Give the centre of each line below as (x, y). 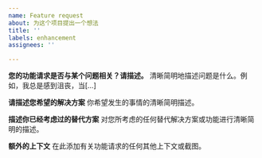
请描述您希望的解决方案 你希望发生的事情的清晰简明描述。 (104, 102)
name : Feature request (46, 15)
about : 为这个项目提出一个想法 (53, 23)
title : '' (25, 30)
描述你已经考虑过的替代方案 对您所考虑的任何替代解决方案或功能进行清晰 (128, 119)
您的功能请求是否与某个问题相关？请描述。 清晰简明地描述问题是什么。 (124, 75)
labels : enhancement (43, 38)
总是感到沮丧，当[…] (63, 86)
